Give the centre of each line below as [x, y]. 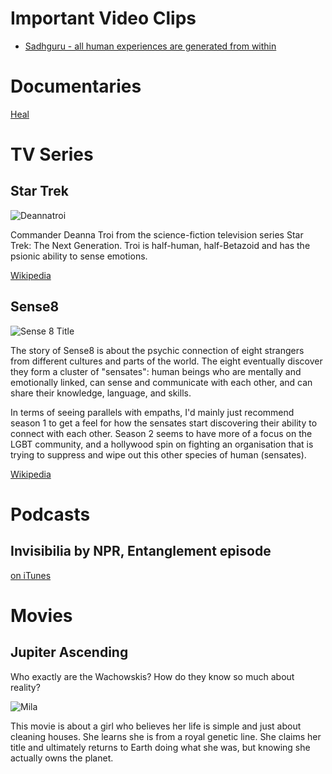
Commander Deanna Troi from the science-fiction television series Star [157, 234]
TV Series [52, 154]
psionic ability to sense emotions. [79, 256]
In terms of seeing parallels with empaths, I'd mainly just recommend [152, 412]
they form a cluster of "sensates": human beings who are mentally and [156, 371]
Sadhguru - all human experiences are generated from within [150, 46]
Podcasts [50, 514]
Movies [41, 615]
